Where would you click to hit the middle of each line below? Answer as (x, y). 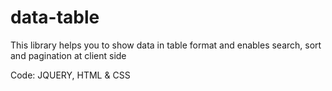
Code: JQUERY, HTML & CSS (70, 75)
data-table (55, 17)
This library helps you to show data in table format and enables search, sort (166, 45)
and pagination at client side (68, 55)
